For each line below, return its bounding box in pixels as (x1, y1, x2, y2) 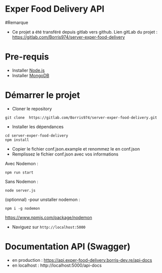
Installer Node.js (12, 67, 45, 73)
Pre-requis (5, 51, 49, 62)
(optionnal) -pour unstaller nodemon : (5, 196, 80, 202)
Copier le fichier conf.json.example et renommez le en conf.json (12, 146, 140, 152)
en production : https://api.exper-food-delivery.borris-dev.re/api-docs (12, 257, 152, 263)
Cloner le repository (12, 106, 52, 112)
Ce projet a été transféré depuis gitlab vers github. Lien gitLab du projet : (12, 29, 158, 35)
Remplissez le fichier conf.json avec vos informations (12, 151, 119, 157)
